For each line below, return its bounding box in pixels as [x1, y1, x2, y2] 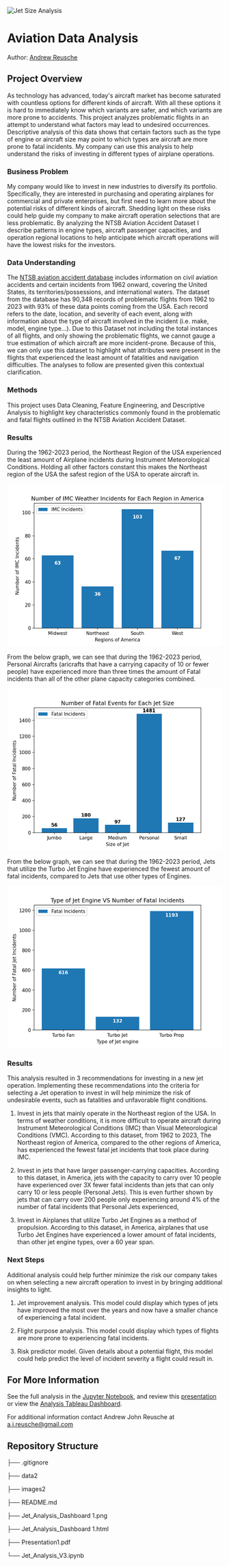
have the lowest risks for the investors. [7, 241, 116, 249]
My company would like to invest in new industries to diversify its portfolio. [7, 183, 217, 191]
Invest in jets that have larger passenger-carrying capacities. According [16, 1167, 219, 1175]
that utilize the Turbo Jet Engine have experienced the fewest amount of [7, 865, 211, 873]
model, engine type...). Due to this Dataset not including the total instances [7, 325, 217, 333]
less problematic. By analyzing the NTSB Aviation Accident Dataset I [7, 219, 200, 227]
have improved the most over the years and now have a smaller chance [16, 1306, 219, 1314]
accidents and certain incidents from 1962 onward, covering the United [7, 281, 207, 289]
